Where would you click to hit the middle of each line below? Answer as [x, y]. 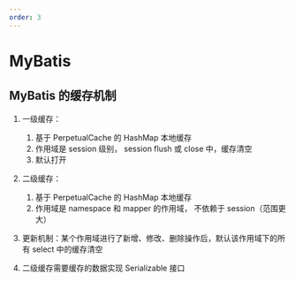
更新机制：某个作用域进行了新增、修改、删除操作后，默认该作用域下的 [150, 238]
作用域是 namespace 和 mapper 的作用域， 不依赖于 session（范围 [156, 208]
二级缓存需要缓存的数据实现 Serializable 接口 [103, 268]
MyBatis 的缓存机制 [63, 96]
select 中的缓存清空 [68, 249]
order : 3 [25, 17]
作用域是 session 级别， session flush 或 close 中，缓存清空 [144, 148]
